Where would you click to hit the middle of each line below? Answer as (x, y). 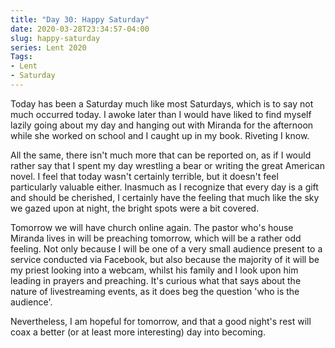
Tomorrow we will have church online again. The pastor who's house (152, 227)
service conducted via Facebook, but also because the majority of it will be (165, 259)
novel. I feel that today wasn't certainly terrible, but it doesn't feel (144, 176)
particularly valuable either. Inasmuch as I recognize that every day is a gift (164, 187)
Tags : (21, 57)
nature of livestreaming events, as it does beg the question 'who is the (155, 291)
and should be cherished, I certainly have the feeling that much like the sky (165, 197)
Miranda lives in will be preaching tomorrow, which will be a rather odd (156, 238)
